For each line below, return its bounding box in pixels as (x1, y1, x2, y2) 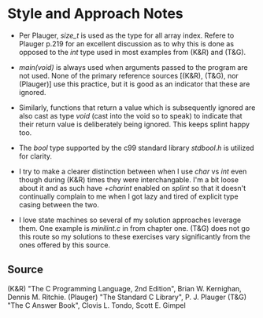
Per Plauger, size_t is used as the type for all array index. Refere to (18, 31, 235, 40)
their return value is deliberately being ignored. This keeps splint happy (18, 119, 250, 129)
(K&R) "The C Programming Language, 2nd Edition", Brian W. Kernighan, (7, 283, 242, 293)
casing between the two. (18, 199, 99, 209)
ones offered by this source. (18, 240, 111, 250)
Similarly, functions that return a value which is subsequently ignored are (18, 103, 256, 112)
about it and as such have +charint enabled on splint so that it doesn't (18, 183, 246, 192)
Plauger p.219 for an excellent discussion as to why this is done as (18, 38, 234, 48)
